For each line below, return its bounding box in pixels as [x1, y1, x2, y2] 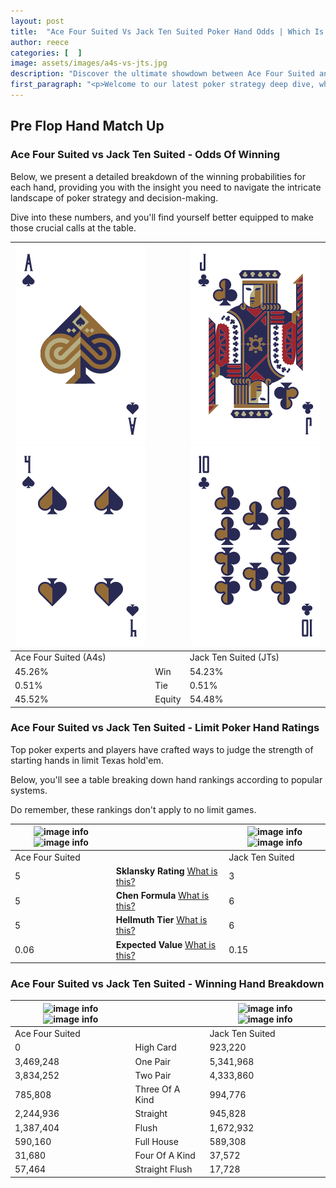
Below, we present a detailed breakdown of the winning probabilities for [10, 170, 306, 182]
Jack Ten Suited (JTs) [189, 651, 280, 664]
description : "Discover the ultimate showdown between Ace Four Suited [10, 69, 315, 79]
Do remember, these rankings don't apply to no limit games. [10, 803, 257, 815]
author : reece [10, 37, 70, 47]
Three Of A [134, 1083, 181, 1095]
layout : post [10, 16, 65, 26]
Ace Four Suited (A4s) [14, 651, 107, 664]
